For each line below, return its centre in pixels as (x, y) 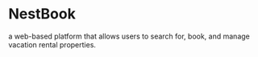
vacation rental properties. (52, 44)
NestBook (42, 14)
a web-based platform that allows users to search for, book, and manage (129, 36)
